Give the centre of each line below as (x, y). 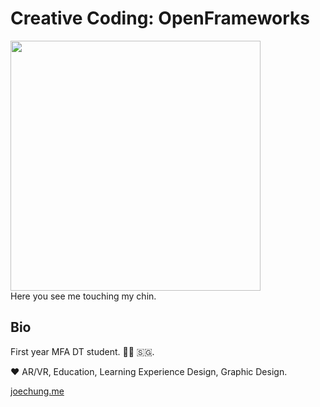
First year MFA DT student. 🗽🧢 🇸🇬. (82, 351)
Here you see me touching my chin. (83, 296)
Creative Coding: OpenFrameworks (160, 18)
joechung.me (37, 391)
